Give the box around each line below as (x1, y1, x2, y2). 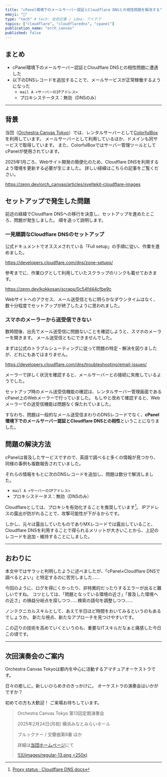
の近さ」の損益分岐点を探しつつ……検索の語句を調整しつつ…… (5, 597, 133, 603)
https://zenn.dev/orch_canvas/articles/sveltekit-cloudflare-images (5, 181, 141, 187)
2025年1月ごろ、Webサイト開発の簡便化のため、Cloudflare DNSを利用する (5, 159, 159, 165)
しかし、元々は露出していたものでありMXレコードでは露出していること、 (5, 521, 156, 527)
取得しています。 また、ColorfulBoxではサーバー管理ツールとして (22, 142, 157, 148)
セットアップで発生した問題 (5, 197, 90, 205)
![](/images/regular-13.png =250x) (17, 752, 88, 758)
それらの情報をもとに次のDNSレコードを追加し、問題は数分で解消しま (5, 471, 150, 477)
